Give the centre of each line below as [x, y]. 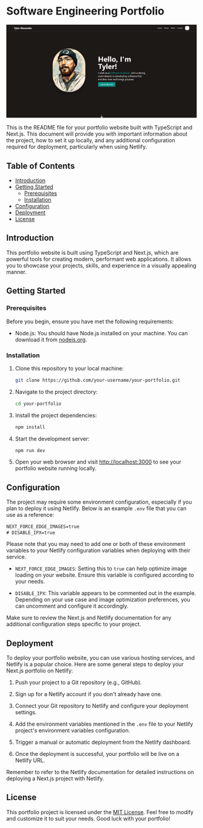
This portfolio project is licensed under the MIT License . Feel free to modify [100, 812]
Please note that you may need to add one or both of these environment [96, 544]
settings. [26, 712]
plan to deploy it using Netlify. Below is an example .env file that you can [96, 508]
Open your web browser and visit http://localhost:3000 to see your [98, 462]
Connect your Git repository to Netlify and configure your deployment [101, 706]
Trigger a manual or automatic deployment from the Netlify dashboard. [103, 742]
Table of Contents [41, 166]
